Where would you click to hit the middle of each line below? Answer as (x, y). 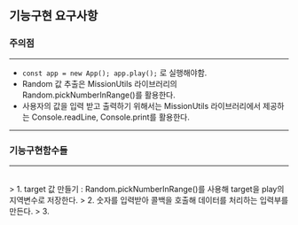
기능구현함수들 (39, 151)
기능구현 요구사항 (54, 16)
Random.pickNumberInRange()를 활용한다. (98, 95)
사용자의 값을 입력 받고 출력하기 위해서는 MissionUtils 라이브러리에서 (141, 105)
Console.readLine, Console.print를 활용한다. (111, 117)
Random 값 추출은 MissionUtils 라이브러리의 (99, 83)
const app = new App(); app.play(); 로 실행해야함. (114, 73)
